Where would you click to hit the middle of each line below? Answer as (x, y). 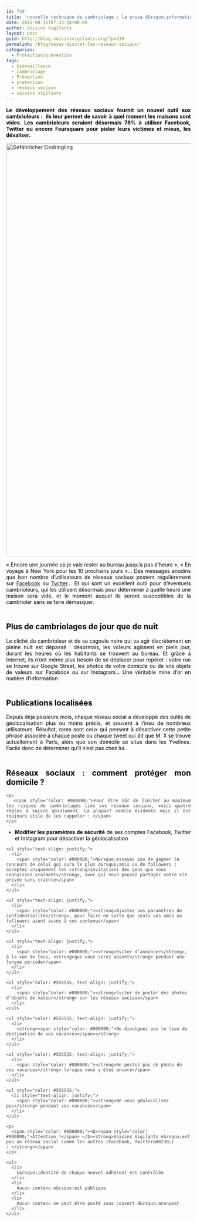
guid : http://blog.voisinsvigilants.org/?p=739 (65, 39)
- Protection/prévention (42, 55)
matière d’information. (33, 678)
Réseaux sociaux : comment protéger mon (98, 773)
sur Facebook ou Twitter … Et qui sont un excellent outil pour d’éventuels (98, 583)
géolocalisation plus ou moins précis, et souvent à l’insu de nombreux (98, 723)
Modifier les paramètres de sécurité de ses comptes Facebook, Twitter (103, 832)
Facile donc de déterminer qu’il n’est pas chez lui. (66, 748)
